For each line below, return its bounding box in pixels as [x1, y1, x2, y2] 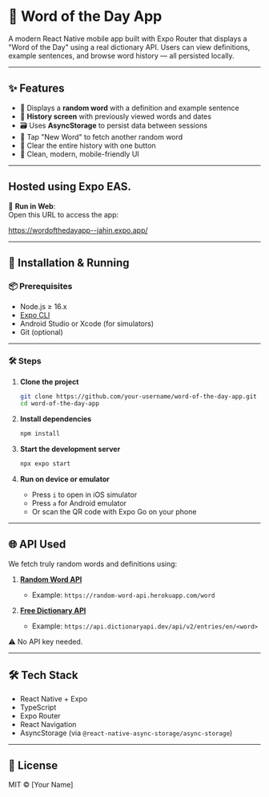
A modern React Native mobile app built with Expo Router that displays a [8, 34, 247, 43]
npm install [19, 429, 60, 438]
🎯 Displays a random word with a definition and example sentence [19, 103, 239, 112]
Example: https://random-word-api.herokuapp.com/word [31, 590, 215, 600]
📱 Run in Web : [8, 201, 56, 211]
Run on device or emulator [19, 474, 110, 484]
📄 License [8, 758, 58, 773]
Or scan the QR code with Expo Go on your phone [31, 507, 197, 517]
